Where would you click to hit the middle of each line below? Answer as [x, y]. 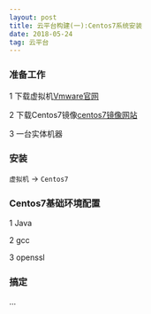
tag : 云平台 [29, 42]
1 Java [21, 224]
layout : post [33, 17]
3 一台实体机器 [36, 133]
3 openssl [27, 257]
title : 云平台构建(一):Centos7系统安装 [76, 26]
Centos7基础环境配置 [55, 203]
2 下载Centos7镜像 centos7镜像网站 [73, 114]
